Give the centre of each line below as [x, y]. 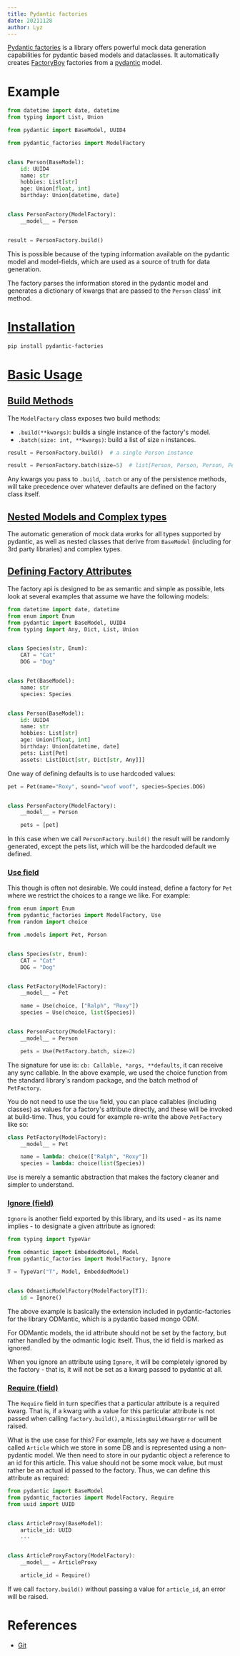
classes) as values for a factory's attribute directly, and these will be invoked [120, 1109]
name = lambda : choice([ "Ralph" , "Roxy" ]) [84, 1157]
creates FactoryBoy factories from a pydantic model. [85, 63]
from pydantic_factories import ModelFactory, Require [91, 1497]
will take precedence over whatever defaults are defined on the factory [112, 487]
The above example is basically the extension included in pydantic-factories [119, 1311]
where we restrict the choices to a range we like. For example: [99, 895]
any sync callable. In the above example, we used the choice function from [117, 1073]
